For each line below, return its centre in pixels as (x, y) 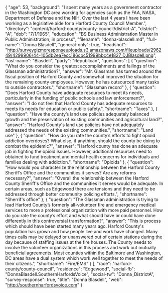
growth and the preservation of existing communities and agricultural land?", (84, 119)
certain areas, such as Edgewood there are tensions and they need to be (80, 189)
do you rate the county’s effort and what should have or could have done (80, 215)
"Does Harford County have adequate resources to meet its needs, (74, 93)
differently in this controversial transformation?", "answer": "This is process (83, 221)
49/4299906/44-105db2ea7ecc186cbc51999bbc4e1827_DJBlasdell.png (79, 55)
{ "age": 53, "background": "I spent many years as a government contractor (83, 7)
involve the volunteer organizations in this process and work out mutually (81, 248)
